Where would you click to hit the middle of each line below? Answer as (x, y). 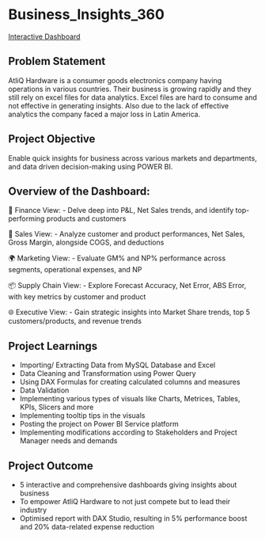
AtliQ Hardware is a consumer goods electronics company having (115, 80)
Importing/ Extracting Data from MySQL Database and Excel (117, 365)
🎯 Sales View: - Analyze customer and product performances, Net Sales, (127, 234)
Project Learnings (53, 346)
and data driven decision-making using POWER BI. (91, 166)
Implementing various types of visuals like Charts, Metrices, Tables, (130, 399)
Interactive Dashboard (44, 36)
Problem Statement (57, 61)
